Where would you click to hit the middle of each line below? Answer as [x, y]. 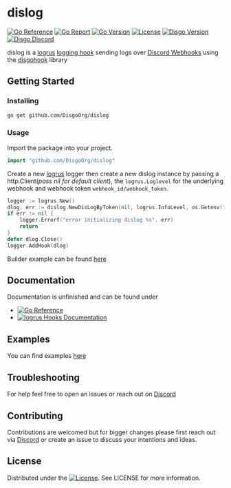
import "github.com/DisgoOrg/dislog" [61, 160]
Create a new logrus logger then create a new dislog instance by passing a [113, 173]
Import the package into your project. [60, 148]
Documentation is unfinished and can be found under [82, 297]
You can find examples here [47, 356]
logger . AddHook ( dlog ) [38, 246]
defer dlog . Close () [35, 239]
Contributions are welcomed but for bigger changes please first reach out [111, 432]
